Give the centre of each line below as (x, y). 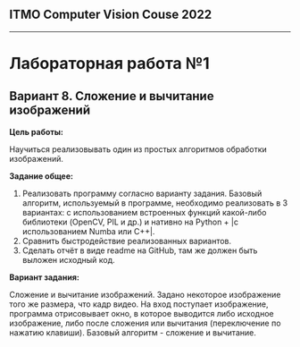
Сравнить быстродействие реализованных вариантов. (127, 241)
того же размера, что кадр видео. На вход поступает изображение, (139, 304)
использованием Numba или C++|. (88, 231)
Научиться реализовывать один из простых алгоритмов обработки (138, 149)
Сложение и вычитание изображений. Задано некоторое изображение (145, 294)
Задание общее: (42, 176)
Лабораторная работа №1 (109, 63)
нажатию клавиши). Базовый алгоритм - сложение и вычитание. (133, 332)
